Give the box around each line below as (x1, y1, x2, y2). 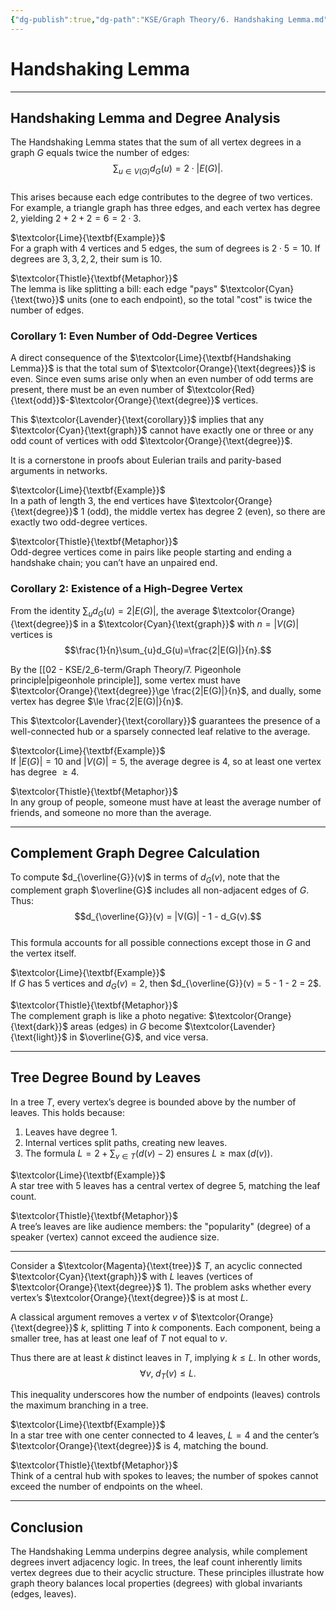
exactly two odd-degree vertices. (10, 516, 148, 528)
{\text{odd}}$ (10, 394, 66, 406)
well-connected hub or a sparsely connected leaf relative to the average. (10, 725, 311, 737)
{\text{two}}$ (10, 294, 65, 306)
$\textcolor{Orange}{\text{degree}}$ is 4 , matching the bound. (10, 1440, 269, 1452)
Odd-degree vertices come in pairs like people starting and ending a (10, 546, 292, 558)
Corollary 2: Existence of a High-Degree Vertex (10, 582, 243, 596)
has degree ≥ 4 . (10, 766, 80, 778)
